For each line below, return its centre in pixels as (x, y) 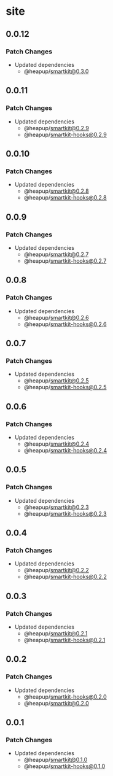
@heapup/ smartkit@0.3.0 (56, 71)
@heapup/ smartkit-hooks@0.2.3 (65, 513)
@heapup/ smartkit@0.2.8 (56, 191)
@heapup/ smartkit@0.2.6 (56, 317)
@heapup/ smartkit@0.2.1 (56, 634)
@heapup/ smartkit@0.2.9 (56, 128)
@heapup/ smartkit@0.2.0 (56, 703)
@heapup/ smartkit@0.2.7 (56, 254)
